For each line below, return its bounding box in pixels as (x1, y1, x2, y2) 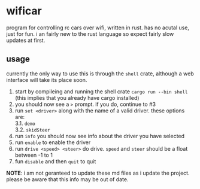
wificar (6, 4, 42, 18)
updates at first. (6, 36, 46, 44)
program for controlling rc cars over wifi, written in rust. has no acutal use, (6, 24, 190, 31)
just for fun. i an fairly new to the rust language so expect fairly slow (6, 30, 174, 37)
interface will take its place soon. (6, 76, 87, 83)
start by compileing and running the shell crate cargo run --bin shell (14, 88, 188, 95)
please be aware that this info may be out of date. (6, 175, 129, 183)
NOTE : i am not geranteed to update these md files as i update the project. (6, 169, 190, 176)
